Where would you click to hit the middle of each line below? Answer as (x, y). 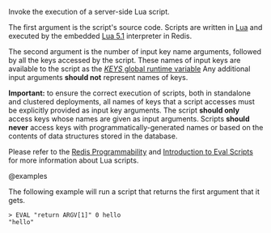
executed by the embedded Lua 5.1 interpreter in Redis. (100, 36)
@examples (28, 176)
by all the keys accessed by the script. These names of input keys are (125, 60)
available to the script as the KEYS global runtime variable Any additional (129, 69)
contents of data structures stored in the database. (93, 136)
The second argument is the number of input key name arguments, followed (135, 51)
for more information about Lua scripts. (74, 160)
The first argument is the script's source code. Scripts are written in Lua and (135, 27)
